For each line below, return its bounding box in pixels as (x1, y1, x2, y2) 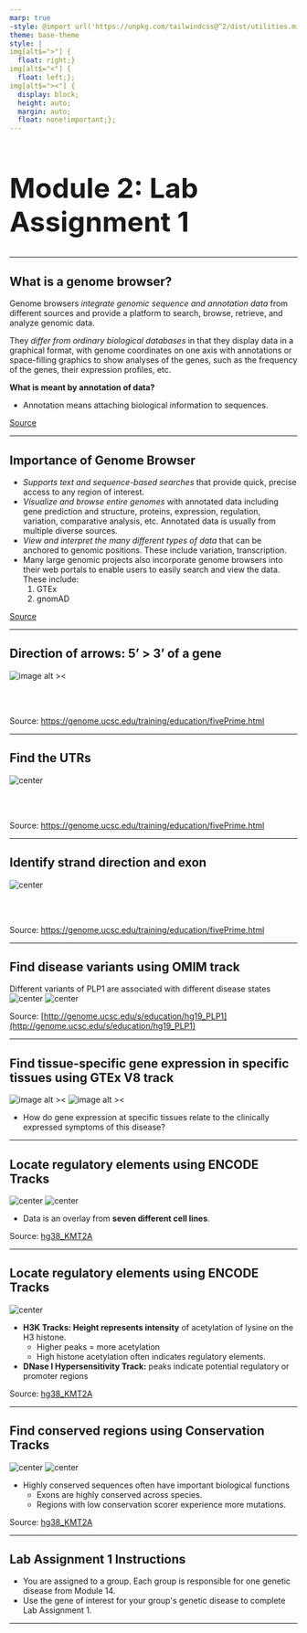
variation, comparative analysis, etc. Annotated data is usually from (22, 515, 276, 526)
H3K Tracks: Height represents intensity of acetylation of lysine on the (22, 1321, 294, 1332)
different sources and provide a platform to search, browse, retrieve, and (9, 308, 283, 319)
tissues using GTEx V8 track (9, 1070, 175, 1086)
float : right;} (17, 56, 76, 65)
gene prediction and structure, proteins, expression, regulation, (22, 506, 261, 517)
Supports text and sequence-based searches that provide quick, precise (22, 477, 297, 488)
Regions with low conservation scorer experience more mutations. (36, 1499, 286, 1510)
